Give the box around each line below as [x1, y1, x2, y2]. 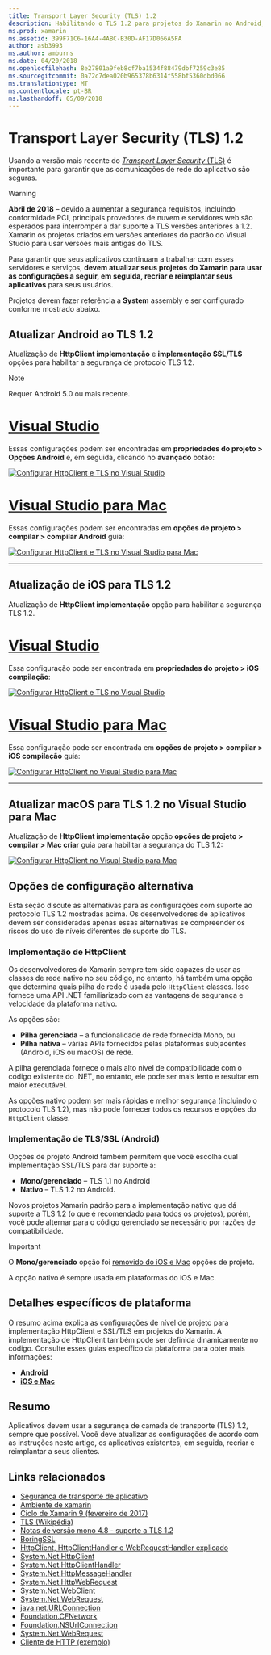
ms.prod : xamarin [8, 27, 67, 35]
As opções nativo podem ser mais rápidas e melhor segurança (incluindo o [8, 1096, 258, 1106]
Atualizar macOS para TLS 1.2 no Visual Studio [8, 797, 248, 811]
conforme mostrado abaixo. [8, 304, 101, 314]
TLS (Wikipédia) [19, 1517, 74, 1527]
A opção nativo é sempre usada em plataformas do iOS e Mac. [8, 1272, 216, 1282]
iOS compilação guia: [8, 751, 81, 760]
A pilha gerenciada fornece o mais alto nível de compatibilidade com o [8, 1063, 242, 1073]
